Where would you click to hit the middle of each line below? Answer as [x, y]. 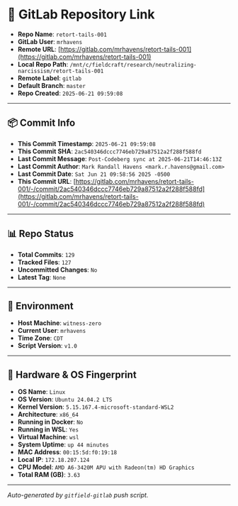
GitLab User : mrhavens [50, 41]
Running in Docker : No [50, 422]
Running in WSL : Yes [48, 429]
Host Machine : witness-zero [59, 323]
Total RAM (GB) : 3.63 [49, 475]
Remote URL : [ [39, 49]
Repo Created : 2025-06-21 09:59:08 [70, 93]
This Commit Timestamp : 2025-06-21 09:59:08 [86, 143]
